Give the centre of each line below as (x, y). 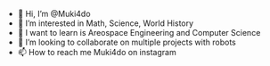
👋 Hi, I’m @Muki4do (54, 14)
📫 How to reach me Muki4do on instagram (97, 52)
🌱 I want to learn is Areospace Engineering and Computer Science (139, 33)
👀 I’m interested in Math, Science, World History (106, 23)
